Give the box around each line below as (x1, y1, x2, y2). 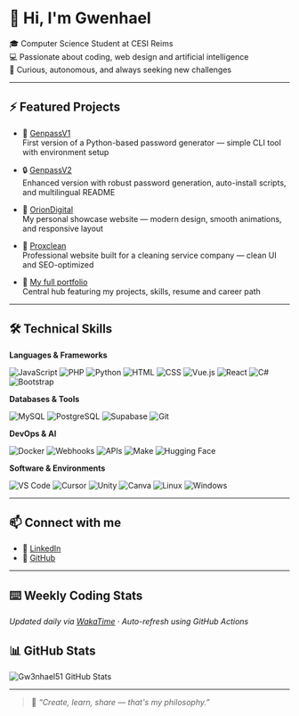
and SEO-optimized (21, 259, 94, 270)
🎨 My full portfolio (21, 276, 88, 287)
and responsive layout (21, 223, 104, 234)
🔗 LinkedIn (21, 543, 61, 554)
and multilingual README (21, 186, 116, 197)
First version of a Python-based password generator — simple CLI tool (21, 137, 282, 148)
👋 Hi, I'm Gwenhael (9, 8, 151, 29)
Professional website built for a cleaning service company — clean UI (21, 250, 278, 260)
